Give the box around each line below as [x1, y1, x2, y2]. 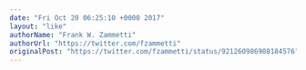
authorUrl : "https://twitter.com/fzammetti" [9, 38, 181, 48]
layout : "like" [9, 22, 67, 31]
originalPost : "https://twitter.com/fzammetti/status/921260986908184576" [9, 47, 300, 56]
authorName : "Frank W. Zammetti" [9, 30, 137, 39]
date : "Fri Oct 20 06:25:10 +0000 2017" [9, 13, 166, 23]
